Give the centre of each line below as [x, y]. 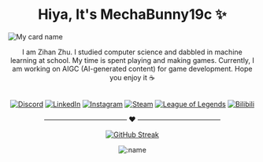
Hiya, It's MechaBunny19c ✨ [132, 15]
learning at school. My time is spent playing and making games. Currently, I [132, 60]
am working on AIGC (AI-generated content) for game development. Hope [132, 68]
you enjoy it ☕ [132, 77]
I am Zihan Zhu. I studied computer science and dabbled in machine [132, 52]
